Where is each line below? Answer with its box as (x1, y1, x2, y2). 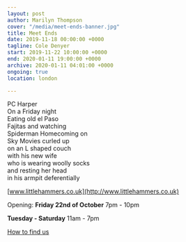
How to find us (7, 227, 49, 236)
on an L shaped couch (7, 144, 72, 153)
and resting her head (7, 166, 68, 175)
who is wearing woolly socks (7, 159, 91, 168)
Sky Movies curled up (7, 137, 70, 145)
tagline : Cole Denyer (7, 42, 70, 49)
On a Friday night (7, 107, 57, 115)
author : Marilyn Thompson (7, 17, 82, 24)
